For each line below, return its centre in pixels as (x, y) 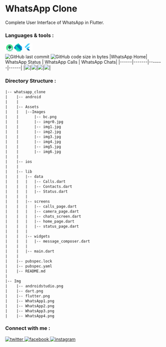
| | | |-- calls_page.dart (41, 206)
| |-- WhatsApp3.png (30, 311)
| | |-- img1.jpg (33, 127)
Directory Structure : (31, 81)
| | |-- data (24, 176)
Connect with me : (28, 328)
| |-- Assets (22, 107)
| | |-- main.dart (30, 251)
